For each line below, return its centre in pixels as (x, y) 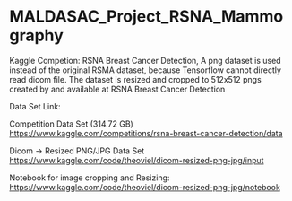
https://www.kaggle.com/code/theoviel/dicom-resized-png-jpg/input (137, 160)
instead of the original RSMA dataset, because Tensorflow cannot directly (146, 70)
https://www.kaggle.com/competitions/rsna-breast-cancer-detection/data (146, 133)
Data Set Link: (35, 106)
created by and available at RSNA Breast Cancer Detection (117, 89)
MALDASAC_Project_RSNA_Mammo (146, 17)
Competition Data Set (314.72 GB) (72, 124)
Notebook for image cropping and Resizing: (90, 178)
